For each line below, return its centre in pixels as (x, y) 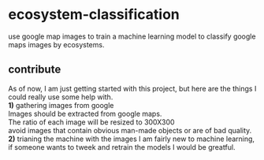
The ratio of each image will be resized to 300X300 (91, 122)
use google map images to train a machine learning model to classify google (132, 36)
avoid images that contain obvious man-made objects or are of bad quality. (130, 130)
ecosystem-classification (94, 15)
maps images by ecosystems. (56, 44)
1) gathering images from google (61, 105)
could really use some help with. (61, 97)
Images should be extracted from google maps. (85, 113)
